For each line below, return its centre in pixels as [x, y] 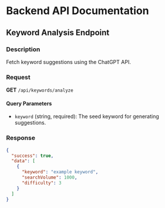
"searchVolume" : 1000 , [49, 177]
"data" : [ [23, 161]
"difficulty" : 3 [41, 183]
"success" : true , [33, 156]
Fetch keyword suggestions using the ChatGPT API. [68, 62]
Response [21, 138]
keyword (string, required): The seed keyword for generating [87, 116]
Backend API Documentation [78, 11]
